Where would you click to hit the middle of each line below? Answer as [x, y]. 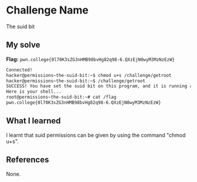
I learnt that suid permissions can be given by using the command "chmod [96, 135]
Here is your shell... [34, 92]
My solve [23, 45]
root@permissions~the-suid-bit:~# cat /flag [61, 97]
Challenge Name [47, 10]
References [28, 160]
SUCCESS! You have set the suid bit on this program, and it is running [97, 86]
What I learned [33, 121]
